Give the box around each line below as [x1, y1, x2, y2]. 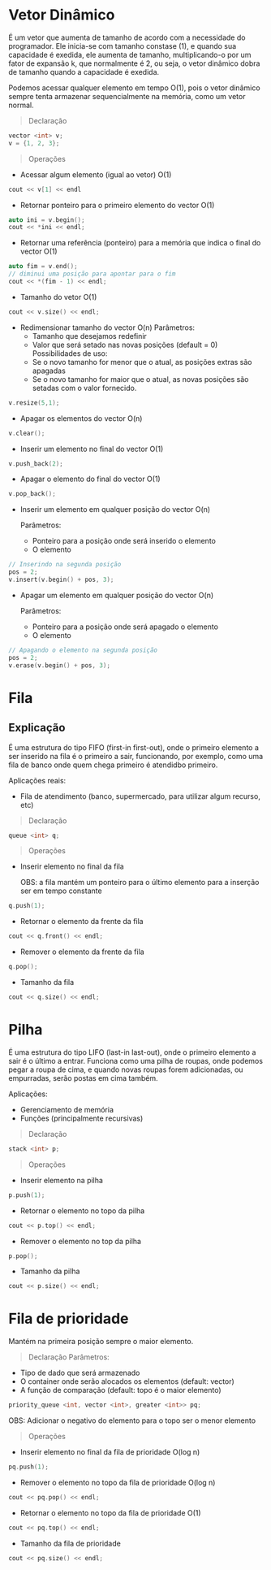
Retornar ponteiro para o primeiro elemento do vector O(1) [19, 200, 215, 210]
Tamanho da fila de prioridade [19, 1538, 122, 1548]
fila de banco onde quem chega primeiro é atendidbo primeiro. [8, 760, 218, 770]
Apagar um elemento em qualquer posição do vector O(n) [19, 590, 214, 600]
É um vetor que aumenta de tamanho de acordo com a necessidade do [8, 33, 246, 42]
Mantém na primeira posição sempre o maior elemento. [8, 1337, 194, 1347]
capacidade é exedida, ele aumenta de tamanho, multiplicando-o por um [8, 50, 252, 59]
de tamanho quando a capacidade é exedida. [8, 67, 160, 76]
